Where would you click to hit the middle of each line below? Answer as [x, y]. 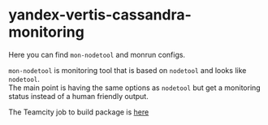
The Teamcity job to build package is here [79, 112]
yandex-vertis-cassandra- [100, 15]
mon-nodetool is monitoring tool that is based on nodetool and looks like [128, 70]
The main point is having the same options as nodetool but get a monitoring [135, 88]
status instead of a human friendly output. [78, 96]
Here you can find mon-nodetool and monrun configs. [97, 54]
